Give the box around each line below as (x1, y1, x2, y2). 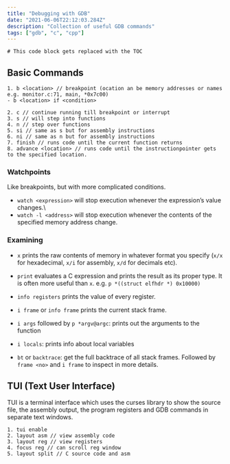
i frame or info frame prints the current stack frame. (16, 306, 167, 314)
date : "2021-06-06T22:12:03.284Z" (7, 17, 106, 23)
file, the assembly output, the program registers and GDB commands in (7, 405, 209, 414)
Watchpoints (7, 167, 51, 176)
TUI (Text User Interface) (7, 380, 115, 392)
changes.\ (16, 204, 46, 212)
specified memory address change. (16, 218, 118, 226)
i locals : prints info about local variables (16, 339, 135, 348)
